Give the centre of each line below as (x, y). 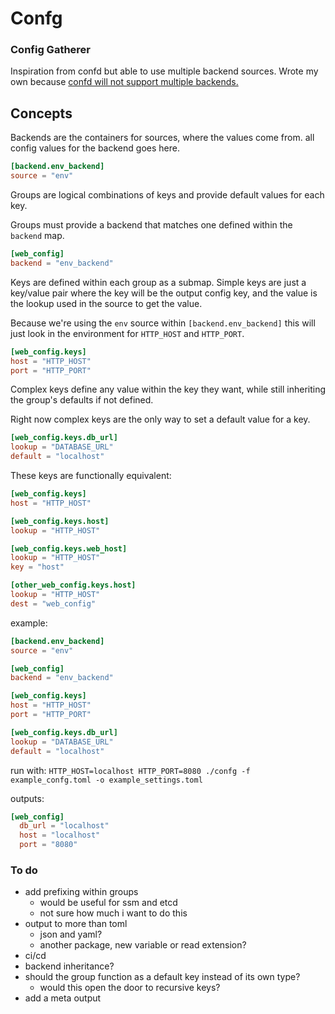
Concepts (41, 113)
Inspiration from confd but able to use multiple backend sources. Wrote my (164, 71)
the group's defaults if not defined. (82, 400)
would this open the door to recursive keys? (130, 988)
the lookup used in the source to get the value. (106, 303)
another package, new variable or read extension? (143, 945)
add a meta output (63, 998)
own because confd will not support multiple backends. (124, 82)
